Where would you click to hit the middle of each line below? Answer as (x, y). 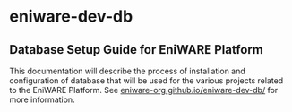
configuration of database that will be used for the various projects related (146, 81)
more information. (42, 99)
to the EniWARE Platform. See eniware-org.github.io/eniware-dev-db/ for (144, 90)
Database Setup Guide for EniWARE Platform (137, 50)
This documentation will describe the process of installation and (128, 71)
